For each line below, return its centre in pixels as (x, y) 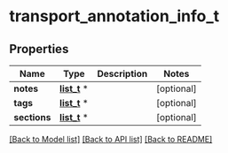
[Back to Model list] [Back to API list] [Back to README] (111, 139)
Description (122, 74)
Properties (39, 49)
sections (32, 117)
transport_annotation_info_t (114, 16)
